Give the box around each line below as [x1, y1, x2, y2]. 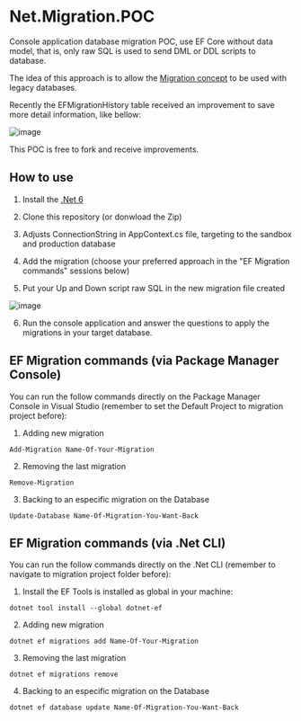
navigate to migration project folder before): [9, 569, 172, 580]
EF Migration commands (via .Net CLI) [9, 535, 226, 550]
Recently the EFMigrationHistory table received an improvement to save [9, 99, 276, 110]
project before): [9, 410, 67, 421]
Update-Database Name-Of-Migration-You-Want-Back [9, 511, 199, 521]
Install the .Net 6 [22, 193, 84, 204]
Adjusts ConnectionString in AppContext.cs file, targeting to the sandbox [22, 228, 292, 239]
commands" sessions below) [22, 265, 130, 276]
